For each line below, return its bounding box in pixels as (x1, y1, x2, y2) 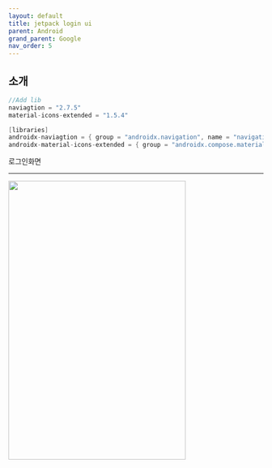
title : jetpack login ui (8, 19, 92, 28)
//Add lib (8, 96, 42, 104)
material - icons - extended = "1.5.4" (8, 111, 129, 119)
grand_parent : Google (8, 34, 82, 43)
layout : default (8, 11, 63, 20)
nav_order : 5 (8, 42, 53, 50)
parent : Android (8, 27, 63, 35)
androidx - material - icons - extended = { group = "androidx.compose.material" (8, 141, 270, 149)
